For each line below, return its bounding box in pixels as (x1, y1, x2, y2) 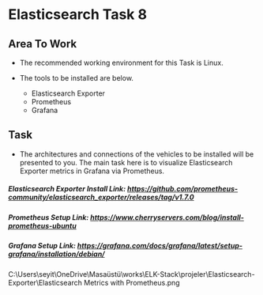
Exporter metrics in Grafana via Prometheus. (19, 166, 164, 176)
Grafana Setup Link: (8, 241, 77, 251)
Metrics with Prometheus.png (84, 278, 180, 287)
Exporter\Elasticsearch (8, 278, 83, 287)
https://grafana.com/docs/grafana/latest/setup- (77, 241, 243, 251)
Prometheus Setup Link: (8, 212, 89, 222)
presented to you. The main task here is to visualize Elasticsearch (19, 157, 233, 167)
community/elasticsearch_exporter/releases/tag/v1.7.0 (8, 192, 195, 202)
